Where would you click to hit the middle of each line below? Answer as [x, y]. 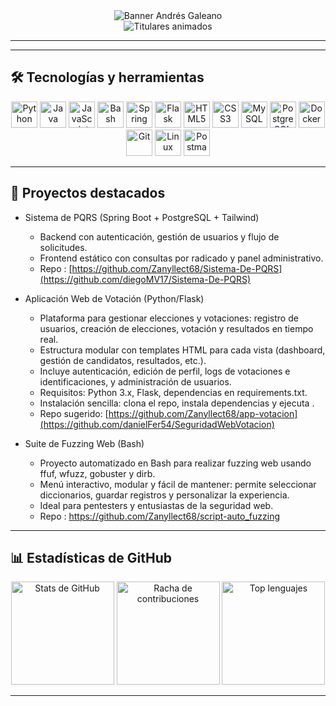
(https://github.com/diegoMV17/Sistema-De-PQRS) [145, 279]
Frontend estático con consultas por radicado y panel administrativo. [181, 258]
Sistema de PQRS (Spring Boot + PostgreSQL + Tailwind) [142, 217]
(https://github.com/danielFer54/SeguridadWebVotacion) [157, 424]
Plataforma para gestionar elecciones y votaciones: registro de [169, 318]
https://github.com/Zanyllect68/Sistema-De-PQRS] [177, 268]
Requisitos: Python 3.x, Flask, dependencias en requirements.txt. [173, 392]
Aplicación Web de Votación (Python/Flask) [114, 298]
